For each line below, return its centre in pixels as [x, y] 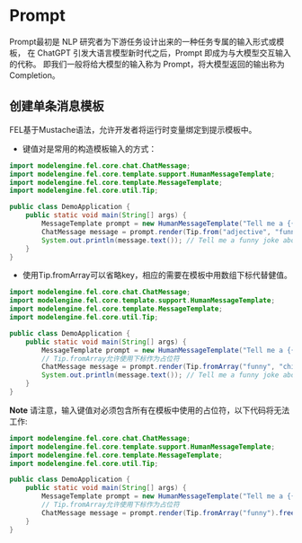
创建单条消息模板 [57, 106]
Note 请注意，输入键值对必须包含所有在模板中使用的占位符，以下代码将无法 [150, 410]
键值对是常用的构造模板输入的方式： [89, 148]
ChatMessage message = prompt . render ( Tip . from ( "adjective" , [156, 232]
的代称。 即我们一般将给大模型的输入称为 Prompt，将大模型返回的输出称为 [147, 64]
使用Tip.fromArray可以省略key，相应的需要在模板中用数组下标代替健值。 [157, 276]
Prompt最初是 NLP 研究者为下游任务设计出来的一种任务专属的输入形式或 [143, 41]
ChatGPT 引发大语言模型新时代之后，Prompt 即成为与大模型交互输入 [164, 53]
